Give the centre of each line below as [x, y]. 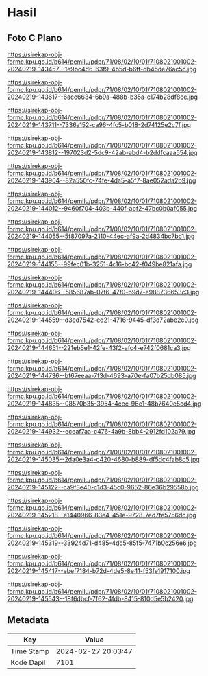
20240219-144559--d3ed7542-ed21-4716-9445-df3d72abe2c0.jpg [103, 320]
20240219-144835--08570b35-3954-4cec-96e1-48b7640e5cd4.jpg [104, 404]
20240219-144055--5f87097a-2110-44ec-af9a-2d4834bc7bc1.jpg [101, 236]
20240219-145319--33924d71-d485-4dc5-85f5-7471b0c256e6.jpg [102, 543]
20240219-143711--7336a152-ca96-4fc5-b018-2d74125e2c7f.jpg [99, 125]
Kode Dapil [28, 662]
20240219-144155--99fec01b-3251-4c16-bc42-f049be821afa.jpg [100, 264]
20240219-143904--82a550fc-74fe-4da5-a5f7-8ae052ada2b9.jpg [102, 180]
